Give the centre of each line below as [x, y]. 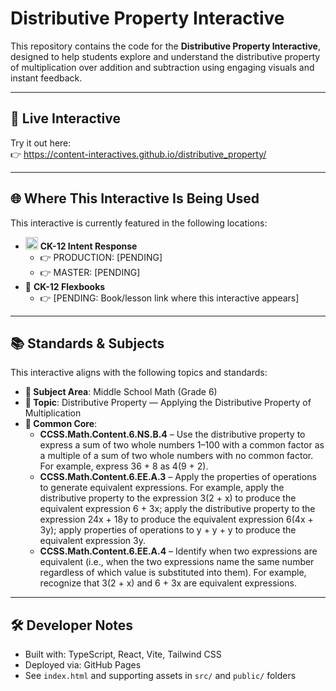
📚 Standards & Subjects [87, 343]
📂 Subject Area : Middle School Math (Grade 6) [121, 392]
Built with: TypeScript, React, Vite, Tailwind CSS [123, 654]
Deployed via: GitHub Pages [83, 665]
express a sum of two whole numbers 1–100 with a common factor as [182, 445]
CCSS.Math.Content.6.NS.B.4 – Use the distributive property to [172, 434]
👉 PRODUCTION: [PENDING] [101, 257]
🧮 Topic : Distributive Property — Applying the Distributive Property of [168, 403]
